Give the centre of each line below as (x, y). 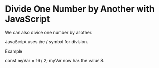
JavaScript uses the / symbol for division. (47, 41)
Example (14, 51)
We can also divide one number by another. (49, 32)
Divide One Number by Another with (80, 9)
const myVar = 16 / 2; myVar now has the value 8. (55, 60)
